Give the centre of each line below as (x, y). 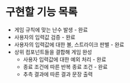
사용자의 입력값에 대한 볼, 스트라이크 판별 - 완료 (69, 44)
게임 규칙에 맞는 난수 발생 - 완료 (51, 30)
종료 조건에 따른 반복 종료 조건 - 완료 (65, 66)
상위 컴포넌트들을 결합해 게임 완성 (53, 52)
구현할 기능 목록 (42, 12)
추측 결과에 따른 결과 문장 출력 (58, 74)
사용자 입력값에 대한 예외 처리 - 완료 (64, 59)
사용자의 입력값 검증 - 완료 (45, 37)
